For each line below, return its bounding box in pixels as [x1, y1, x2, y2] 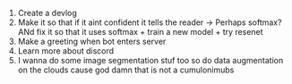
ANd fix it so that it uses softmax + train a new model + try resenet [17, 27, 263, 37]
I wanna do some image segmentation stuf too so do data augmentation [17, 55, 284, 65]
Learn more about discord [17, 46, 115, 56]
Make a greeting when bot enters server [17, 36, 167, 46]
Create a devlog [17, 8, 78, 18]
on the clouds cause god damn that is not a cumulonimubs [17, 64, 235, 75]
